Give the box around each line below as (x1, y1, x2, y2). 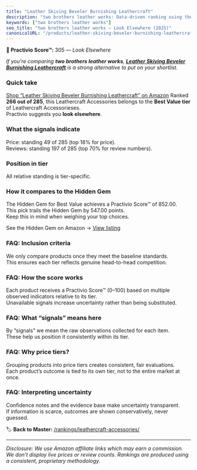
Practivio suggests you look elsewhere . (6, 111, 103, 118)
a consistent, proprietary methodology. (6, 457, 101, 464)
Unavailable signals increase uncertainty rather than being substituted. (6, 299, 177, 306)
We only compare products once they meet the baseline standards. (6, 253, 169, 260)
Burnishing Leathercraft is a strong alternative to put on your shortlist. (6, 64, 178, 71)
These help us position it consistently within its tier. (6, 333, 130, 340)
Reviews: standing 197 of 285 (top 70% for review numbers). (6, 145, 152, 152)
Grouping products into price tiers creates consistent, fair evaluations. (6, 361, 175, 368)
